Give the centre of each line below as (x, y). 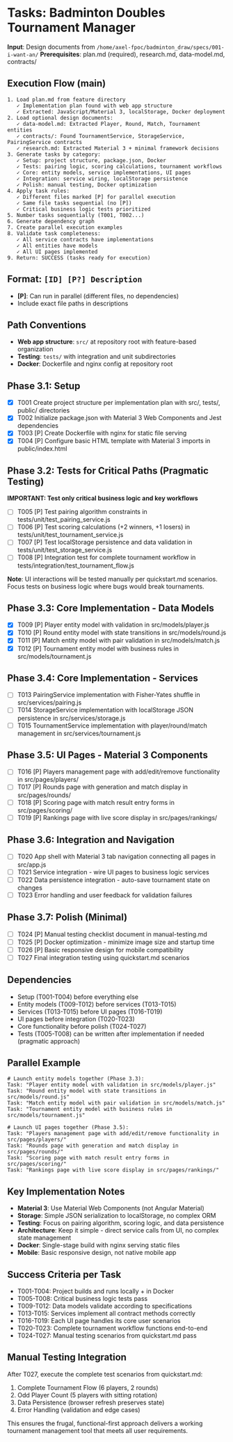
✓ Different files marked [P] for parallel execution (96, 197)
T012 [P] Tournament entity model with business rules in (98, 648)
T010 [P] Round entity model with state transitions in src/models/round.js (122, 633)
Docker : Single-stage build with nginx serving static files (98, 1245)
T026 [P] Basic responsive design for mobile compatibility (100, 950)
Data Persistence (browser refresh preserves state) (91, 1402)
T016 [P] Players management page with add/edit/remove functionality (119, 772)
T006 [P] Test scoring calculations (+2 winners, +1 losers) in (104, 527)
